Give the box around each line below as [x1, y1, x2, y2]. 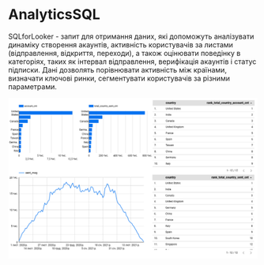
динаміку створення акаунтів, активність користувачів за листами [8, 39, 233, 49]
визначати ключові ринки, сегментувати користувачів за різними [8, 73, 231, 83]
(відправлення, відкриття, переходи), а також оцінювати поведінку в [8, 48, 241, 58]
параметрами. [8, 81, 58, 91]
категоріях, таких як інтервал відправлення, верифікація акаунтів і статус [8, 57, 257, 66]
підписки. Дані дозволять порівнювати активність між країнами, [8, 65, 228, 74]
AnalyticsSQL [8, 6, 100, 24]
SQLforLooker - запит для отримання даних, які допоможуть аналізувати [8, 32, 255, 41]
